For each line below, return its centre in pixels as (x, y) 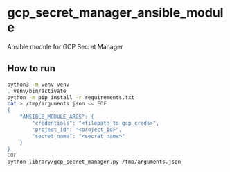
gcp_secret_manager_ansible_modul (115, 13)
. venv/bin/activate (37, 91)
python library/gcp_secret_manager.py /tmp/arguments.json (94, 162)
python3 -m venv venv (38, 85)
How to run (32, 68)
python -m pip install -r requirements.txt (71, 97)
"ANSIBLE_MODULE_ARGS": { (57, 117)
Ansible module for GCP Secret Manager (65, 46)
